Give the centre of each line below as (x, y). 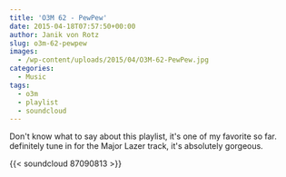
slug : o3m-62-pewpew (49, 43)
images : (24, 52)
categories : (32, 69)
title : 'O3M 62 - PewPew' (58, 18)
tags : (20, 85)
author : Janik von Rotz (54, 34)
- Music (32, 77)
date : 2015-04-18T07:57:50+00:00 (73, 26)
